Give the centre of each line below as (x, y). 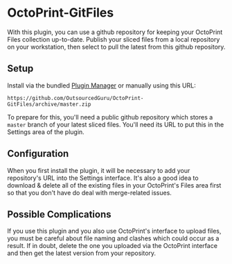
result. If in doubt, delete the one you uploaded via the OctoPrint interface (113, 246)
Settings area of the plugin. (46, 132)
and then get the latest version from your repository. (82, 253)
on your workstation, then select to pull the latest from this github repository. (116, 47)
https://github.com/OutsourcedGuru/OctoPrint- (75, 98)
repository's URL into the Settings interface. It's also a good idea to (103, 178)
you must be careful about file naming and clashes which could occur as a (113, 238)
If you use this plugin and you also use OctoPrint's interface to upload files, (114, 231)
